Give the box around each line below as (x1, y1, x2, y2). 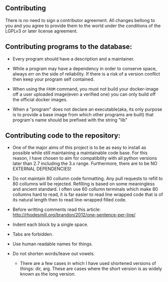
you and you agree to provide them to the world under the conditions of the (5, 23, 161, 29)
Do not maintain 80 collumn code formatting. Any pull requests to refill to (12, 175, 163, 182)
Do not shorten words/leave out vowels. (12, 250, 95, 257)
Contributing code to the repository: (5, 131, 121, 140)
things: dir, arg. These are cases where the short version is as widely (20, 265, 162, 272)
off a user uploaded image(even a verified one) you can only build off (12, 91, 156, 97)
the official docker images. (12, 96, 68, 102)
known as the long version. (20, 271, 76, 277)
